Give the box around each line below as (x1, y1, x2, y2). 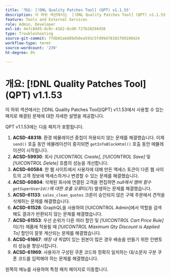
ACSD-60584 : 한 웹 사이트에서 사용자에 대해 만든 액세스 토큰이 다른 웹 (12, 167, 155, 173)
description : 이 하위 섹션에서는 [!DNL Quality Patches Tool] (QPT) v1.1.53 (5, 12, 165, 17)
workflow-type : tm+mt (5, 41, 51, 46)
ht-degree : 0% (5, 50, 36, 55)
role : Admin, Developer (5, 21, 56, 27)
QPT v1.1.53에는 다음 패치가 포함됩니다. (5, 124, 84, 130)
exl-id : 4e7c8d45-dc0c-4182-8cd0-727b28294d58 (5, 26, 106, 32)
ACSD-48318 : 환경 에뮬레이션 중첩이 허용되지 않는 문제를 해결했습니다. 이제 (12, 134, 164, 141)
